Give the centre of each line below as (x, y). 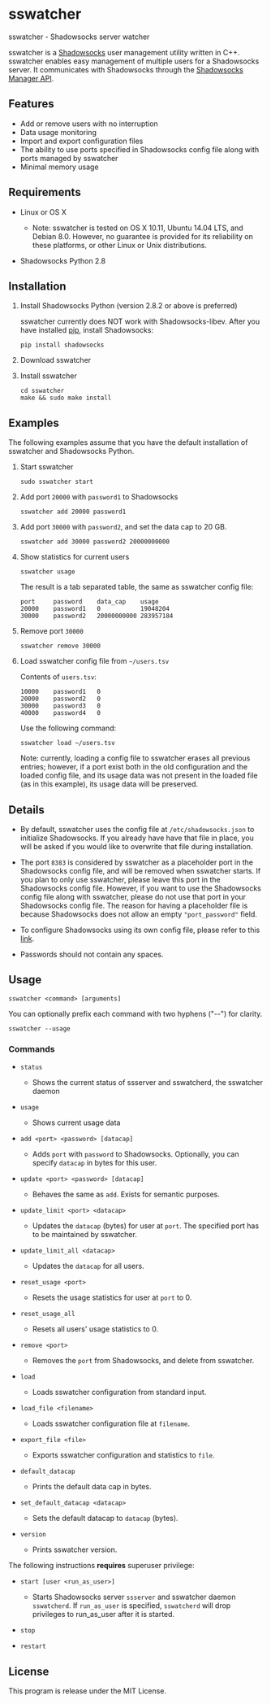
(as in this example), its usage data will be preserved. (109, 784)
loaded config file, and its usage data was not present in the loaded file (139, 776)
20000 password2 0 (60, 699)
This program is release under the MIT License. (88, 1691)
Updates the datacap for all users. (88, 1266)
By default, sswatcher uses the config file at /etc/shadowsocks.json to (137, 829)
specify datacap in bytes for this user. (95, 1163)
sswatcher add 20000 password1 (73, 512)
